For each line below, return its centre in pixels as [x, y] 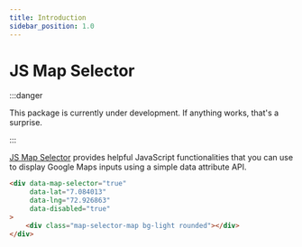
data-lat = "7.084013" [68, 192]
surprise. [26, 123]
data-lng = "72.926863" [70, 201]
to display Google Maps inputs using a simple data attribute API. [128, 167]
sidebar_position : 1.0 [52, 26]
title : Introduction [48, 18]
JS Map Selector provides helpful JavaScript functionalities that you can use [151, 158]
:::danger [26, 96]
